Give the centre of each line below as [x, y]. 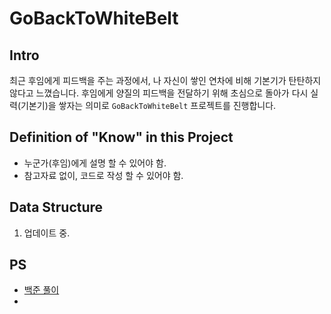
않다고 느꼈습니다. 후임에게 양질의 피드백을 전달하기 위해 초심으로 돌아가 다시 [159, 93]
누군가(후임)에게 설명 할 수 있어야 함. [95, 163]
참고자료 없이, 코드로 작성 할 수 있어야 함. [103, 175]
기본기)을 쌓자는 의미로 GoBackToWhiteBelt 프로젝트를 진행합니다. [148, 105]
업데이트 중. [47, 233]
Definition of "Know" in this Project [121, 137]
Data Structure [56, 207]
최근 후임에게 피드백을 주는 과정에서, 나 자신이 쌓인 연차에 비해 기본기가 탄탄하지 [165, 80]
